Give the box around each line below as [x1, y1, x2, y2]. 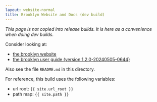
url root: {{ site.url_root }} [12, 85, 74, 91]
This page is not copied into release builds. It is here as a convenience [5, 26, 152, 32]
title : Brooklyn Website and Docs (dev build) [5, 12, 105, 17]
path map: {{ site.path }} [12, 91, 69, 97]
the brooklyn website [12, 51, 57, 57]
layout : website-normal [5, 7, 56, 13]
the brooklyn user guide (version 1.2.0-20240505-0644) [12, 56, 130, 62]
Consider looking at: [5, 41, 47, 47]
